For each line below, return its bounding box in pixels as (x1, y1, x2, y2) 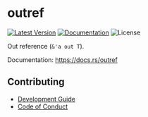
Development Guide (17, 94, 75, 103)
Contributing (7, 76, 65, 88)
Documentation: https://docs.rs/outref (7, 55, 118, 64)
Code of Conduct (17, 102, 68, 111)
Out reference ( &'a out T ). (7, 42, 85, 50)
